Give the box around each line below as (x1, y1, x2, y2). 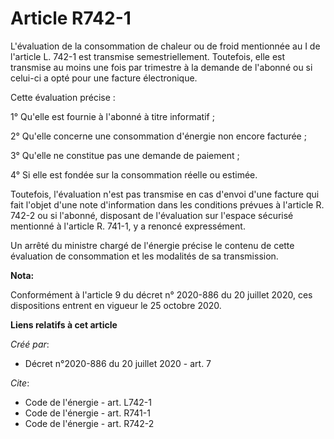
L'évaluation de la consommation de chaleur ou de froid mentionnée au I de (10, 40, 321, 52)
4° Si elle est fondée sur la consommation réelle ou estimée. (10, 168, 258, 181)
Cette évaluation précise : (10, 91, 116, 103)
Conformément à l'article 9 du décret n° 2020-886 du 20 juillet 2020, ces (10, 288, 313, 301)
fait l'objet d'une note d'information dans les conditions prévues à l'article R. (10, 198, 325, 211)
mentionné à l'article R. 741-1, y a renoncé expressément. (10, 220, 246, 232)
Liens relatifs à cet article (10, 318, 118, 331)
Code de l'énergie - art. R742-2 (24, 417, 155, 429)
